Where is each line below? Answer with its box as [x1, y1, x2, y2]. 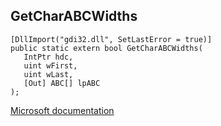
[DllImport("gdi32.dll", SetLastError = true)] [10, 34, 213, 44]
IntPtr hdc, [23, 52, 74, 62]
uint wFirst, [23, 60, 78, 71]
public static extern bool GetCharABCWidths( [10, 43, 203, 53]
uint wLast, [23, 69, 74, 79]
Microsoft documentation [10, 104, 115, 116]
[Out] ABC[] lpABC [23, 78, 101, 88]
